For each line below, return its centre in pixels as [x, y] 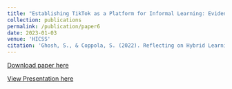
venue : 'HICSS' [29, 39]
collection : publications [44, 20]
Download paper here [38, 65]
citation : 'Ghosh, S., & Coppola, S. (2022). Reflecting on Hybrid [106, 46]
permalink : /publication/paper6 [54, 26]
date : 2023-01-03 [32, 33]
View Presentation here [40, 79]
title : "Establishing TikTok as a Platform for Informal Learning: [106, 13]
